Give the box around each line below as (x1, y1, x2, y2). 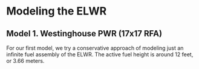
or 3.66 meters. (6, 57, 45, 64)
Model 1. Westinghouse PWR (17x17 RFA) (6, 28, 162, 39)
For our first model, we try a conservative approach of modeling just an (6, 44, 184, 51)
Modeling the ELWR (6, 4, 107, 18)
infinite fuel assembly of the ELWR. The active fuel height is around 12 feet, (6, 51, 194, 58)
